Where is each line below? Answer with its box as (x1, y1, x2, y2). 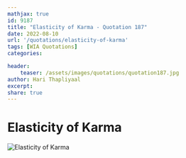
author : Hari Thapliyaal (7, 76, 81, 83)
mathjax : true (7, 10, 50, 18)
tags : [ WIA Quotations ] (7, 43, 78, 50)
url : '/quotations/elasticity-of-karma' (7, 37, 129, 44)
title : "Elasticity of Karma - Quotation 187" (7, 23, 148, 30)
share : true (7, 89, 43, 96)
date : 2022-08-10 (7, 30, 59, 38)
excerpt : (7, 82, 33, 89)
